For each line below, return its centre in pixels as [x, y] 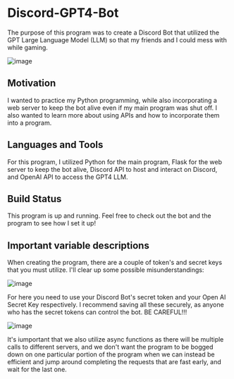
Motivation [32, 83]
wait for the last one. [37, 369]
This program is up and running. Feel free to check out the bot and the [109, 216]
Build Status [35, 199]
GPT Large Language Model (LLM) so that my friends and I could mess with [117, 39]
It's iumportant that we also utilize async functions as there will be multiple [116, 340]
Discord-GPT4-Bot [63, 13]
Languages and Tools [55, 145]
